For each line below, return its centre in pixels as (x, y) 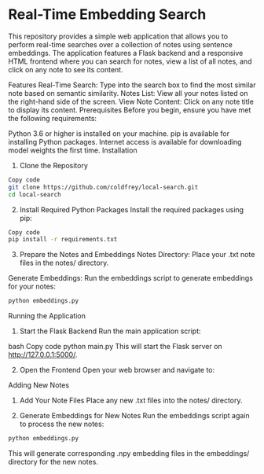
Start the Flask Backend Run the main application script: (110, 331)
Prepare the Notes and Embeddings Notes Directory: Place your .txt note (137, 255)
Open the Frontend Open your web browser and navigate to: (117, 370)
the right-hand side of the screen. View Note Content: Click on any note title (131, 101)
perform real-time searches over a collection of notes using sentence (121, 44)
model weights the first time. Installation (73, 150)
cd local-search (35, 194)
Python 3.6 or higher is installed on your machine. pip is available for (119, 133)
